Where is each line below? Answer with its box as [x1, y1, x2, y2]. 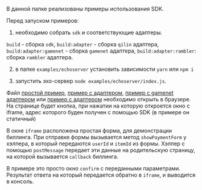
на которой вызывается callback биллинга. [6, 153, 119, 160]
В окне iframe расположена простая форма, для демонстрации [6, 127, 172, 134]
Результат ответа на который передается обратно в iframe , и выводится [6, 171, 196, 178]
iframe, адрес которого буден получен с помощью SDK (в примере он [6, 109, 190, 115]
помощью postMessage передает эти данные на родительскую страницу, [6, 147, 195, 153]
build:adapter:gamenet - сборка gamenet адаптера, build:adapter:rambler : [6, 47, 197, 54]
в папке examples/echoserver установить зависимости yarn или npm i [15, 65, 194, 73]
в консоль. [6, 178, 35, 185]
